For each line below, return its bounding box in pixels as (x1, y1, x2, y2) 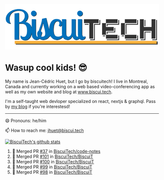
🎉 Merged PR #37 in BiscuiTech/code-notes (12, 149, 101, 154)
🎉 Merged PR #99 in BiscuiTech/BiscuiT (12, 164, 93, 170)
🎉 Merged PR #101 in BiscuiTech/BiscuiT (12, 154, 94, 159)
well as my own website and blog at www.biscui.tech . (5, 89, 113, 95)
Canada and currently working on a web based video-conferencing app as (5, 84, 155, 90)
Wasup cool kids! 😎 (5, 62, 87, 74)
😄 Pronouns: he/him (5, 118, 46, 124)
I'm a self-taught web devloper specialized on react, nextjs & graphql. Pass (5, 99, 156, 104)
